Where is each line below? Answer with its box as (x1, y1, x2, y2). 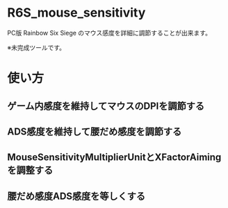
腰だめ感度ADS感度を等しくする (7, 190, 146, 202)
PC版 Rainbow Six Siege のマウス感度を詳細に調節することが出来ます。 (7, 28, 212, 37)
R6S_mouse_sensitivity (7, 5, 146, 21)
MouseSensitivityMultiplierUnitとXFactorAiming (7, 151, 222, 164)
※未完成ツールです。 (7, 43, 66, 51)
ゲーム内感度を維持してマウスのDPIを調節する (7, 100, 205, 112)
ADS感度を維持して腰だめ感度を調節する (7, 125, 182, 137)
